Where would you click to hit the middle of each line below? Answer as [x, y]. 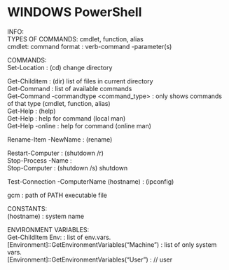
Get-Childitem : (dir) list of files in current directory [80, 81]
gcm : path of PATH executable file [57, 195]
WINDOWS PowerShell [75, 12]
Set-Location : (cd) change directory [60, 67]
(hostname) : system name [46, 216]
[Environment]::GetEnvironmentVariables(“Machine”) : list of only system [112, 244]
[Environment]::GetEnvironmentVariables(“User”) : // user [90, 259]
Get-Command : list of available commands [70, 88]
